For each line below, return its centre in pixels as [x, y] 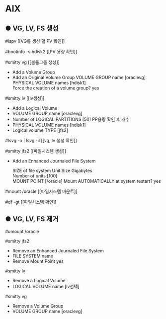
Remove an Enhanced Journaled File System [58, 250]
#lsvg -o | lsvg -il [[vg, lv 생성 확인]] [41, 140]
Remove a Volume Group [38, 306]
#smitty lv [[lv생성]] [25, 98]
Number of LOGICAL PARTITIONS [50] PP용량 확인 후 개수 [71, 119]
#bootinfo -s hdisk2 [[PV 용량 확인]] [41, 52]
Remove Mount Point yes [38, 261]
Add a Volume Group [34, 72]
